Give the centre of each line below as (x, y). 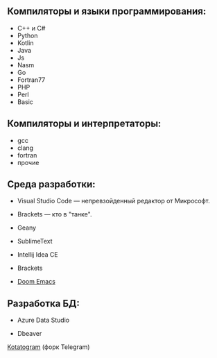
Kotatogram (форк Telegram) (49, 347)
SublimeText (35, 241)
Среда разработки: (51, 184)
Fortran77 (31, 80)
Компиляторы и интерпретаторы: (84, 124)
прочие (28, 162)
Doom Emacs (36, 282)
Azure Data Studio (43, 320)
